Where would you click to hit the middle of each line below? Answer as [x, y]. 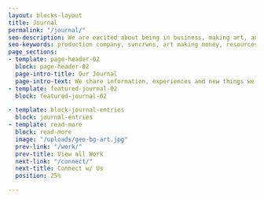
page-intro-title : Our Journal [66, 74]
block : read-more [44, 132]
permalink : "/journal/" [47, 30]
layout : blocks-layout [45, 15]
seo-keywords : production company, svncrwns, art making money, [115, 45]
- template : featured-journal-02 [63, 88]
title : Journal [33, 23]
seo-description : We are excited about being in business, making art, [128, 37]
